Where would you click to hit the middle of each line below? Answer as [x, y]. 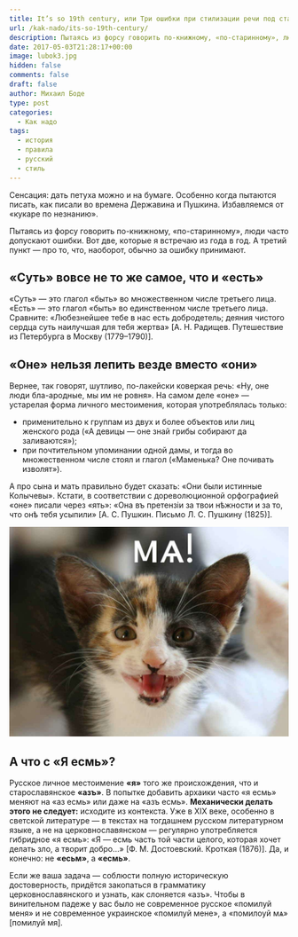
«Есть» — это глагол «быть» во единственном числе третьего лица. [139, 308]
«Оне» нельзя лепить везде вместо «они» [133, 364]
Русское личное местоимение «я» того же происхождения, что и [134, 783]
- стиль [31, 169]
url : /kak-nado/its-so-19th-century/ [79, 28]
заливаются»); [50, 441]
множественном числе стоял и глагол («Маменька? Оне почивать [148, 460]
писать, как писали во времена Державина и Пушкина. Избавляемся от [146, 204]
